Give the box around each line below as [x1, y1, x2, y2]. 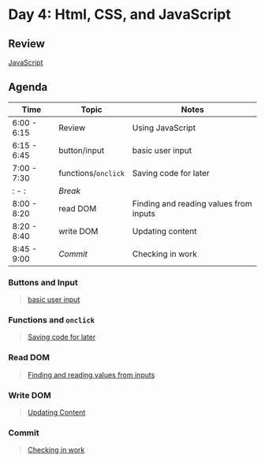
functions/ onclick [58, 167, 125, 178]
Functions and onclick [8, 315, 95, 326]
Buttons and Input [8, 277, 79, 288]
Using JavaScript [132, 122, 196, 133]
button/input [58, 144, 105, 155]
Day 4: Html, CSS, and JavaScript [8, 6, 231, 24]
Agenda [8, 80, 48, 94]
